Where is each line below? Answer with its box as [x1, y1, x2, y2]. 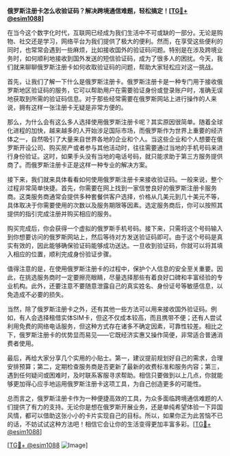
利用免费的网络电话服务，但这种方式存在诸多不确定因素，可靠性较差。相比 [7, 322, 217, 330]
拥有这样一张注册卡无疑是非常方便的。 [18, 103, 127, 111]
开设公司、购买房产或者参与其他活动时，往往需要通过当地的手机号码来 [18, 144, 217, 152]
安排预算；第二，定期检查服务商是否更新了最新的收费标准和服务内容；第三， [7, 363, 223, 370]
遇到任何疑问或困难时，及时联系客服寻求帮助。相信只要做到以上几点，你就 [7, 371, 217, 379]
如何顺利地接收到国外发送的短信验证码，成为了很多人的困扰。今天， [25, 54, 217, 62]
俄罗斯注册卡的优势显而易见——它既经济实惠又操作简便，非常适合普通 [18, 331, 217, 339]
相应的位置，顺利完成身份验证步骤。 [12, 250, 115, 258]
